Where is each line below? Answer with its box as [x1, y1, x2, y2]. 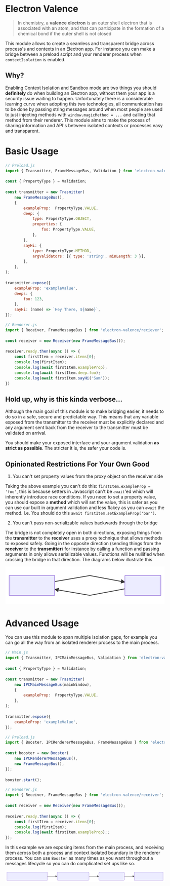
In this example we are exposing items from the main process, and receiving [5, 844, 164, 851]
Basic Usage [5, 145, 59, 157]
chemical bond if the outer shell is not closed [17, 30, 112, 36]
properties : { [32, 221, 62, 227]
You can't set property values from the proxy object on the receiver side [12, 473, 163, 479]
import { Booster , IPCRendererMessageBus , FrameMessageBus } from [5, 740, 148, 745]
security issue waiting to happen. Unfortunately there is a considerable [5, 95, 153, 101]
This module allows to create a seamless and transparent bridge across [5, 40, 154, 46]
